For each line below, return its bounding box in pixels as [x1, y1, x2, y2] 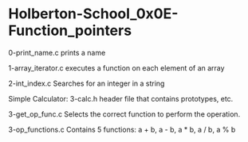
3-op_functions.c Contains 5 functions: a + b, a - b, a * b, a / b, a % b [8, 125, 236, 134]
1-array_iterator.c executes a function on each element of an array [8, 63, 225, 72]
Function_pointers [8, 21, 132, 40]
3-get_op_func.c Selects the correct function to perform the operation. [8, 109, 241, 119]
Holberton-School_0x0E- [8, 5, 179, 23]
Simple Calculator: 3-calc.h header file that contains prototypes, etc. [8, 94, 234, 103]
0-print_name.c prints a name [8, 48, 106, 57]
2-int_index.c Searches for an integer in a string [8, 79, 165, 88]
